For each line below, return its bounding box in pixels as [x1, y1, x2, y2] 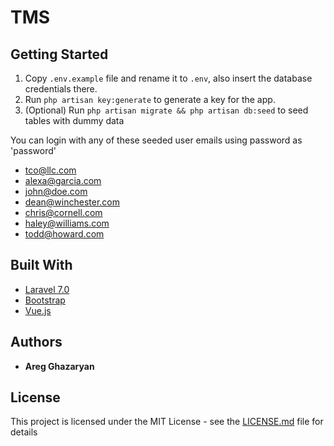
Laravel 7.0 [24, 283, 70, 295]
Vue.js [24, 304, 52, 316]
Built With [10, 257, 73, 274]
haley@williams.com [24, 217, 110, 229]
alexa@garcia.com [24, 175, 102, 186]
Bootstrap [24, 294, 66, 306]
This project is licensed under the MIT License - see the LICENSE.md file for [10, 416, 324, 428]
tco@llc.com [24, 164, 77, 176]
